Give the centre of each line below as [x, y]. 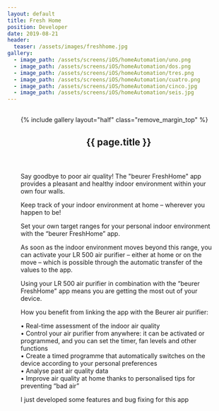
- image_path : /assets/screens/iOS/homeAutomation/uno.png [102, 60]
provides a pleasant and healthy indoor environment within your [113, 184]
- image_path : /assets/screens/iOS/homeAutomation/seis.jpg [104, 93]
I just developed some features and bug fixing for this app [105, 399]
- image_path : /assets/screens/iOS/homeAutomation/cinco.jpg [106, 86]
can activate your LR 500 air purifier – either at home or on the [111, 254]
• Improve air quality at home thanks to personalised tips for [108, 378]
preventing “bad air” [50, 386]
